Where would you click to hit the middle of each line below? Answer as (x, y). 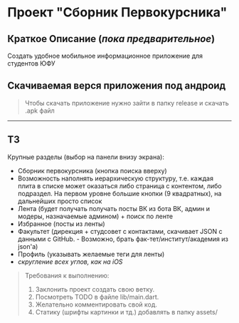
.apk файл (39, 111)
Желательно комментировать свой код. (96, 304)
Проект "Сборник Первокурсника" (117, 12)
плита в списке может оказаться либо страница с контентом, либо (119, 185)
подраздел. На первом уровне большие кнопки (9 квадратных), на (119, 193)
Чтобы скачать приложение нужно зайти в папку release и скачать (127, 103)
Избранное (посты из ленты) (61, 224)
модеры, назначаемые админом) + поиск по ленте (95, 216)
